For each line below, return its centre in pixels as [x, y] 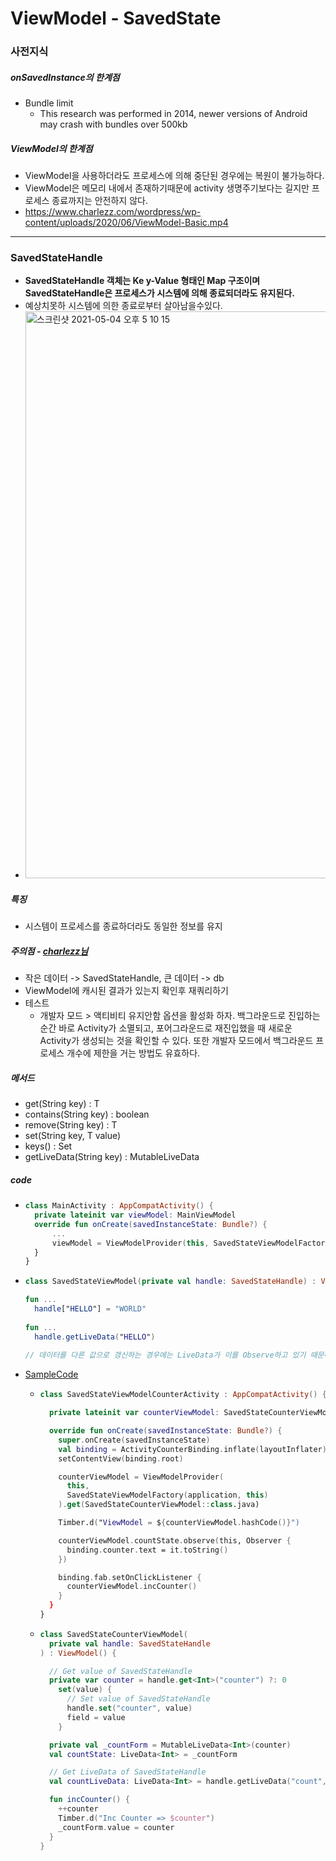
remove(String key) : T [71, 1125]
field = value [96, 1717]
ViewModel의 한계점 [51, 148]
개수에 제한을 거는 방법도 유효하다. [133, 1053]
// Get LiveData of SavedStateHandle [127, 1772]
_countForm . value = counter [116, 1827]
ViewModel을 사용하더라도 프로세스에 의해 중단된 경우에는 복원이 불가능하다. [174, 176]
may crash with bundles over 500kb [113, 124]
